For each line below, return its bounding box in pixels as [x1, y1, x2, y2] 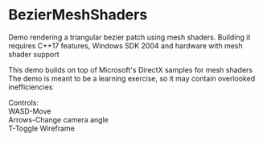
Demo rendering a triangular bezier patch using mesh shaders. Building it [8, 32, 251, 42]
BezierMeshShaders [8, 6, 148, 24]
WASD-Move [8, 106, 51, 116]
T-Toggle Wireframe [8, 123, 75, 133]
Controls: [8, 97, 39, 107]
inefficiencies [8, 82, 53, 92]
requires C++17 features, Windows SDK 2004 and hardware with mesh [8, 40, 243, 50]
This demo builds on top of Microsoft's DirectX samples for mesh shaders [8, 64, 253, 74]
